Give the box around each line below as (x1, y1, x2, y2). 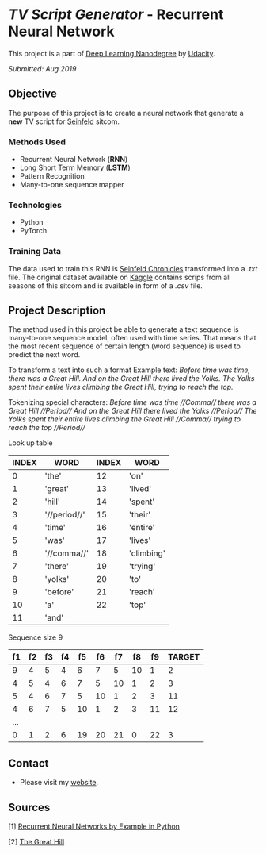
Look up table (8, 438, 53, 448)
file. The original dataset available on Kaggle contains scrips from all (8, 272, 231, 282)
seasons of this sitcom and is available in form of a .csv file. (8, 280, 203, 290)
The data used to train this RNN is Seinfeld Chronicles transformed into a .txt (8, 264, 258, 273)
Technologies (8, 199, 62, 210)
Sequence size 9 (8, 633, 63, 642)
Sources (8, 800, 51, 814)
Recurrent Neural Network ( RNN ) (19, 155, 128, 164)
